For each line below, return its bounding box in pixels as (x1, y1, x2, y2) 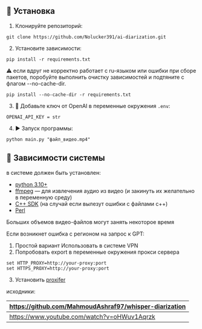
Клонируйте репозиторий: (15, 22, 83, 29)
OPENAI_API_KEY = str (6, 114, 61, 120)
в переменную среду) (15, 194, 73, 201)
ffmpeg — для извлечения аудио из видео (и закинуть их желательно (15, 187, 195, 194)
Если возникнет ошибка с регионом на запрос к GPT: (6, 230, 145, 237)
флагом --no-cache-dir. (6, 80, 67, 87)
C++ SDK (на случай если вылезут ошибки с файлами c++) (15, 200, 168, 207)
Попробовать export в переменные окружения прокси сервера (15, 248, 180, 256)
